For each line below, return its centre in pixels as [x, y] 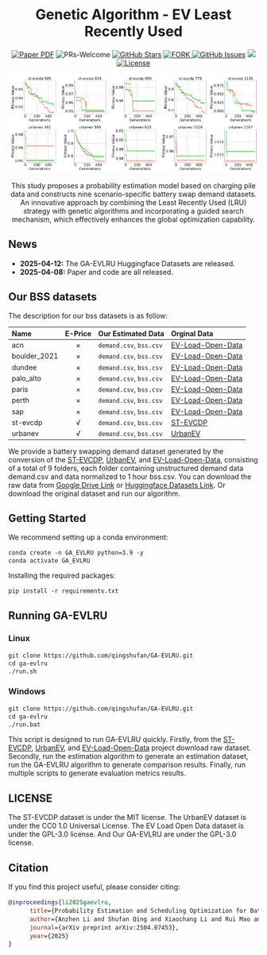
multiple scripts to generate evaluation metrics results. [97, 773]
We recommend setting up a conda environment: [88, 537]
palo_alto [27, 378]
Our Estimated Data [131, 333]
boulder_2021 [35, 356]
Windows [27, 691]
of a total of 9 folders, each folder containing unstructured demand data [126, 468]
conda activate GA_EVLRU [49, 561]
